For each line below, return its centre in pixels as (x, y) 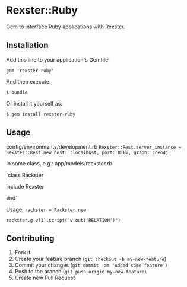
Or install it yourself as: (34, 103)
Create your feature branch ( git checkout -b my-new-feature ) (91, 259)
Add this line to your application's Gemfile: (58, 59)
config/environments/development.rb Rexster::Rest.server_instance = (94, 146)
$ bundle (17, 93)
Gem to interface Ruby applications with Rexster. (66, 27)
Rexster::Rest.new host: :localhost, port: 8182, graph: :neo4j (87, 152)
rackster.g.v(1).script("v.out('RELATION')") (63, 220)
